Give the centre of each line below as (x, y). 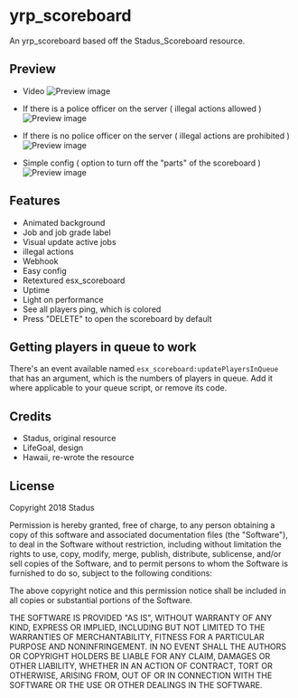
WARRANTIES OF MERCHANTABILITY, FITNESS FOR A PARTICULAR (137, 637)
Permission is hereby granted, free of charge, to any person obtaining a (142, 525)
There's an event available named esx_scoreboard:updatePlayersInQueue (144, 369)
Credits (31, 416)
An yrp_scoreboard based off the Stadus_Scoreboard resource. (127, 41)
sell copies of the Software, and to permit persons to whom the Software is (149, 563)
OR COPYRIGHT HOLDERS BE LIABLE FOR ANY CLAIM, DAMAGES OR (140, 656)
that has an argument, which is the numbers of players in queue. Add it (141, 378)
